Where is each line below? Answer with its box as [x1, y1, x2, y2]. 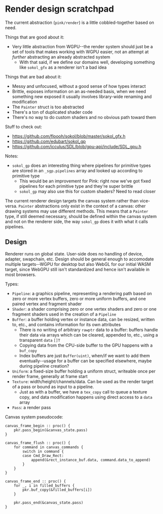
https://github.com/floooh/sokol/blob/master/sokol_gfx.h [12, 133, 126, 139]
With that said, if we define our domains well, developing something [19, 59, 155, 65]
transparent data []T [19, 337, 61, 343]
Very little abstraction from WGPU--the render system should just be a [12, 43, 153, 49]
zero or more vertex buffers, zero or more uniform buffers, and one [12, 296, 147, 301]
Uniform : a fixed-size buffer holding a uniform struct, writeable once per [12, 368, 156, 374]
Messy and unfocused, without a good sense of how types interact [12, 83, 146, 89]
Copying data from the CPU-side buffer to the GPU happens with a [19, 342, 153, 348]
